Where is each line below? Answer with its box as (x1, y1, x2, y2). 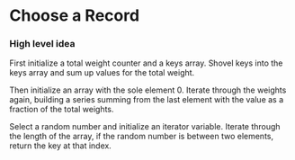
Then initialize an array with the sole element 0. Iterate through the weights (9, 84, 287, 95)
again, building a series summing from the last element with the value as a (9, 94, 284, 105)
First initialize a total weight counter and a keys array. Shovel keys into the (9, 58, 283, 68)
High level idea (9, 38, 76, 50)
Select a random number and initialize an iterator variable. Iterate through (9, 121, 281, 132)
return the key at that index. (9, 140, 112, 151)
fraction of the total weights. (9, 104, 114, 115)
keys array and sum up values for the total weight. (9, 67, 195, 78)
